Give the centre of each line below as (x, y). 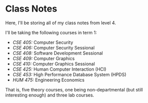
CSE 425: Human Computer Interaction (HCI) (59, 69)
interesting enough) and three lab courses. (50, 95)
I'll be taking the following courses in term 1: (51, 32)
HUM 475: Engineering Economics (48, 80)
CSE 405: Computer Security (43, 42)
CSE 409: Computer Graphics (44, 58)
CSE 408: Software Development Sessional (58, 53)
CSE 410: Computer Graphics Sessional (54, 64)
